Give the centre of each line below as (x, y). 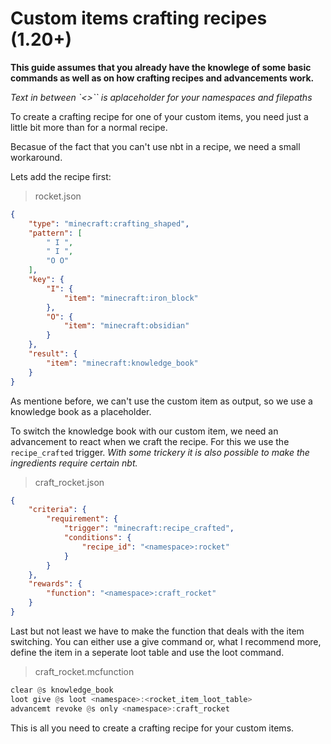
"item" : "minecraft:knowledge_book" (122, 363)
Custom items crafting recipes (139, 18)
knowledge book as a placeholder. (81, 411)
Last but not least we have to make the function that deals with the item (157, 631)
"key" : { (46, 280)
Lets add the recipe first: (61, 176)
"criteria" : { (57, 510)
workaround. (36, 157)
